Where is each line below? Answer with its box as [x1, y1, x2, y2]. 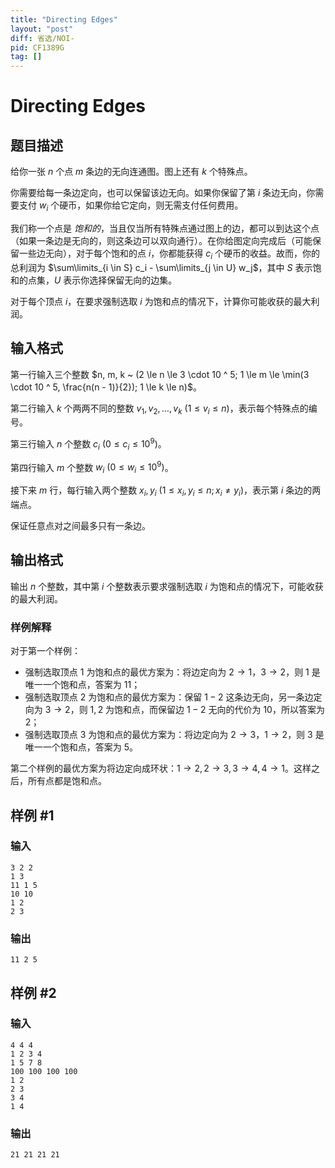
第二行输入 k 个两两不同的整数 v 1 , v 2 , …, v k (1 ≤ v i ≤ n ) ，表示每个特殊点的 [10, 402, 309, 416]
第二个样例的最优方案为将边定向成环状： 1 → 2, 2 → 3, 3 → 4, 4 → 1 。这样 [10, 762, 312, 775]
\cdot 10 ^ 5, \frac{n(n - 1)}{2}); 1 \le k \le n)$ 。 [10, 381, 202, 393]
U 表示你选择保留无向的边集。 [54, 274, 178, 286]
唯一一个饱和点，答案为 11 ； [24, 679, 141, 691]
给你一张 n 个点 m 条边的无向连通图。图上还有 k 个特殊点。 [10, 166, 253, 178]
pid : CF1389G [10, 42, 65, 53]
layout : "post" [10, 24, 74, 34]
